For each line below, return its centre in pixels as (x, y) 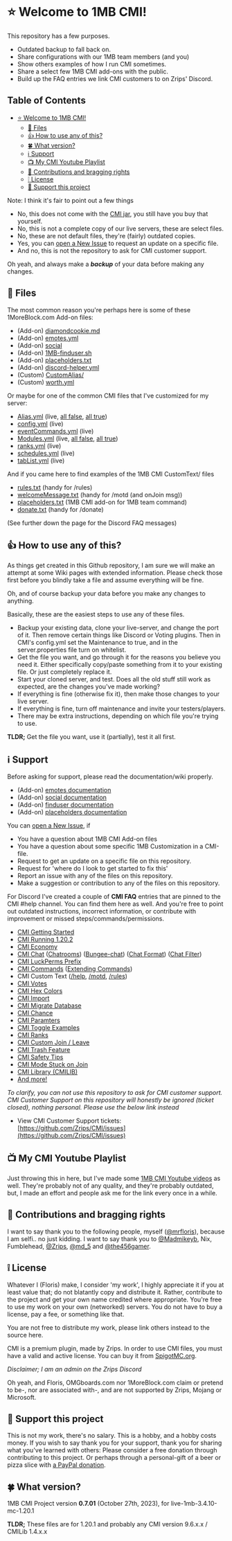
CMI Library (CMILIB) (47, 1072)
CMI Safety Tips (40, 1057)
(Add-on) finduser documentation (65, 805)
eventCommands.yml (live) (55, 431)
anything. (21, 601)
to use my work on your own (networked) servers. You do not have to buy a (115, 1307)
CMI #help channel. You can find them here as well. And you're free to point (115, 904)
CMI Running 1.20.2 (45, 939)
